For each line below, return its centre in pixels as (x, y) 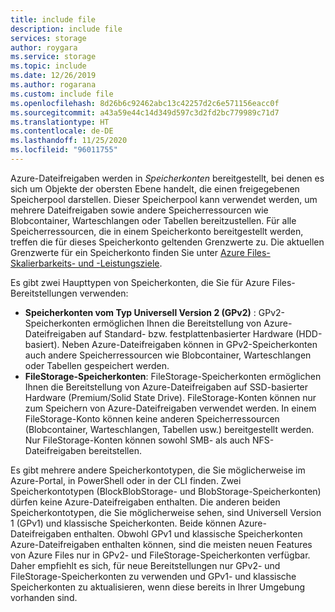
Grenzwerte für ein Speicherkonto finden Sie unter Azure (127, 252)
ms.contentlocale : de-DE (62, 131)
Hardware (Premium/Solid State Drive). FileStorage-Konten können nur (170, 397)
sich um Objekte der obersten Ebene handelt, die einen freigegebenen (155, 188)
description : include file (66, 29)
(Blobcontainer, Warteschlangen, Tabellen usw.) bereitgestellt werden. (169, 429)
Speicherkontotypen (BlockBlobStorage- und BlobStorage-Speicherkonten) (166, 491)
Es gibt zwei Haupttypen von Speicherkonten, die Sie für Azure (140, 282)
